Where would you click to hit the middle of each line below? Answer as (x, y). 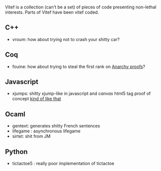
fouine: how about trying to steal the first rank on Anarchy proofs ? (79, 66)
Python (16, 152)
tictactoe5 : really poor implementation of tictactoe (63, 164)
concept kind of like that (36, 99)
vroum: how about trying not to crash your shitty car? (66, 39)
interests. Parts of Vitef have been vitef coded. (52, 12)
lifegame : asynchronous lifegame (46, 131)
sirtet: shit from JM (31, 136)
